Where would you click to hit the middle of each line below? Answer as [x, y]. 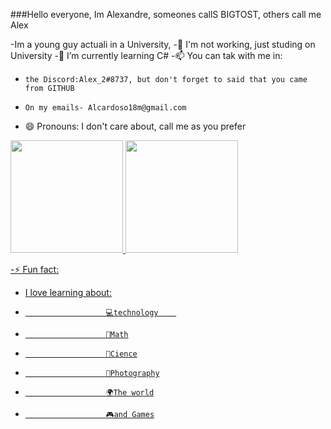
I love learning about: [68, 292]
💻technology [132, 313]
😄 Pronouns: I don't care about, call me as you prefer [135, 126]
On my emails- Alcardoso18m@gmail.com [105, 108]
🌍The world [130, 393]
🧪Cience [121, 354]
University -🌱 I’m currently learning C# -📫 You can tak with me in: [146, 55]
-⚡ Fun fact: [35, 269]
